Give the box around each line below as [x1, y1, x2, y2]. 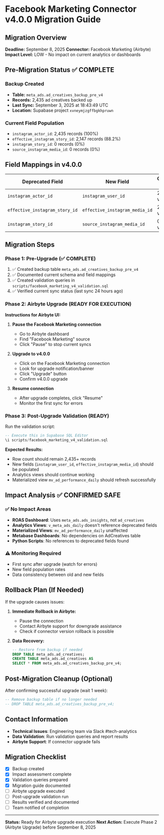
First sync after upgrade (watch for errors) [12, 561, 98, 567]
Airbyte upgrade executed [12, 788, 65, 794]
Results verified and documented [12, 799, 79, 805]
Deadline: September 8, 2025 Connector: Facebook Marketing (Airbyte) [5, 47, 151, 52]
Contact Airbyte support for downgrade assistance [19, 623, 122, 629]
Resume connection [12, 385, 54, 391]
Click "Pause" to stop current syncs [19, 341, 91, 347]
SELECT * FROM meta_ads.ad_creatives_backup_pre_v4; [12, 661, 122, 666]
